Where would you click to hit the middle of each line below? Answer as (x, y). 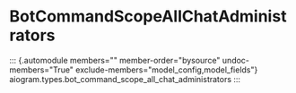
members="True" (42, 70)
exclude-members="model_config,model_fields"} (167, 70)
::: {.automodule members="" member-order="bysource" (115, 60)
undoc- (235, 60)
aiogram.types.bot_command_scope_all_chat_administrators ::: (125, 79)
